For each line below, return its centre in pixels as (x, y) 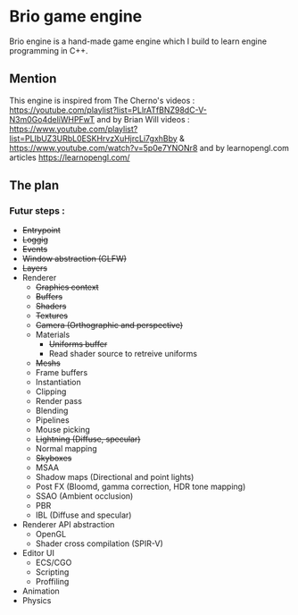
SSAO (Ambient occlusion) (84, 496)
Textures (52, 316)
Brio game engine (76, 17)
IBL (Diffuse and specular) (83, 515)
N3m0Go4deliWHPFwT (52, 119)
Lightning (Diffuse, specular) (88, 439)
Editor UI (38, 553)
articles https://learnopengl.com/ (70, 157)
